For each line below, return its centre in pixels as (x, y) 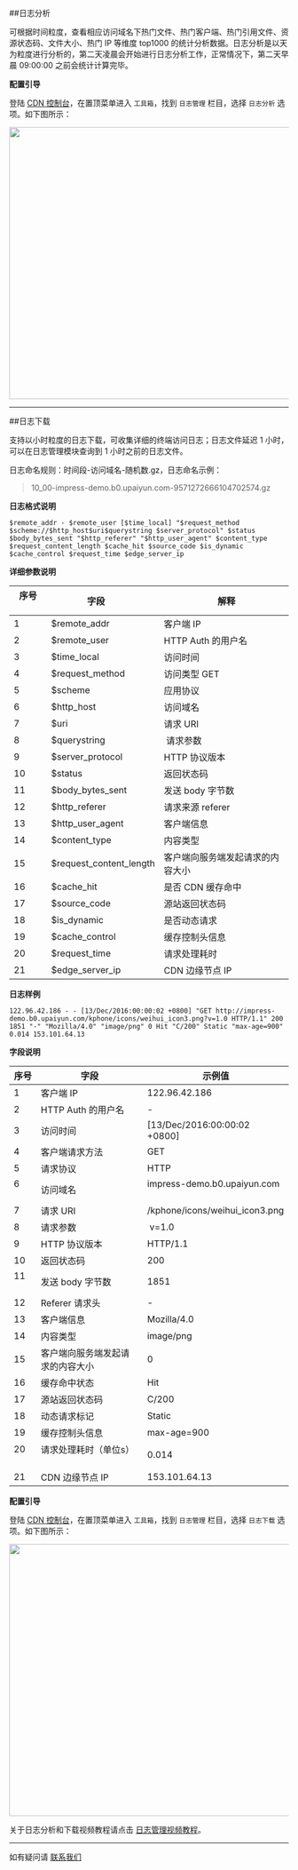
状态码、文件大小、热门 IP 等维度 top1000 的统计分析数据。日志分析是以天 (152, 43)
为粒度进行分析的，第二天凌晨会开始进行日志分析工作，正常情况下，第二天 (145, 54)
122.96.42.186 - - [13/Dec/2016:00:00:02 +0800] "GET (111, 1011)
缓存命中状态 (67, 1383)
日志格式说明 (32, 506)
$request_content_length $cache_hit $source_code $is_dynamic (126, 546)
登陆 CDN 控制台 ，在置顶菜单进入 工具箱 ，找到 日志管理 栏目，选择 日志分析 (142, 103)
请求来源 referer (197, 807)
